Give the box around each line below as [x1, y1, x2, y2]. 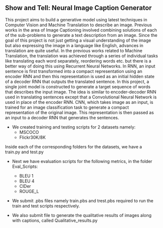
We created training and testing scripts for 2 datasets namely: [12, 124, 136, 130]
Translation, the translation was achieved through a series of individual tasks [5, 53, 158, 59]
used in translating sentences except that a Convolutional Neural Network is [5, 94, 157, 100]
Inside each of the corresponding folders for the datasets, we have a [5, 144, 142, 149]
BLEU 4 [19, 178, 35, 184]
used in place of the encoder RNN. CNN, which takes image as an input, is [5, 99, 154, 105]
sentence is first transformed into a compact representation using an [5, 68, 143, 74]
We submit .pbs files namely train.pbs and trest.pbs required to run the [12, 197, 154, 203]
